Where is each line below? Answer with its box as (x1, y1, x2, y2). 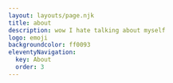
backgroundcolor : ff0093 (8, 41, 91, 49)
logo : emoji (8, 33, 48, 42)
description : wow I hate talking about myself (8, 26, 166, 34)
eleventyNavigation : (8, 48, 77, 56)
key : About (15, 56, 52, 64)
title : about (8, 19, 52, 27)
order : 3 (15, 63, 45, 71)
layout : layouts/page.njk (8, 11, 94, 20)
